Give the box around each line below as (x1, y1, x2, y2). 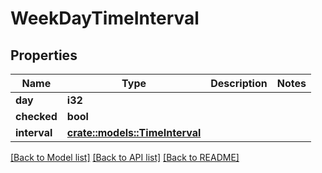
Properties (10, 47, 78, 64)
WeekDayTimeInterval (10, 7, 200, 30)
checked (15, 110, 58, 123)
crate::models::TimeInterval (66, 126, 202, 139)
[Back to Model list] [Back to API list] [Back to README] (10, 152, 240, 163)
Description (210, 77, 268, 90)
